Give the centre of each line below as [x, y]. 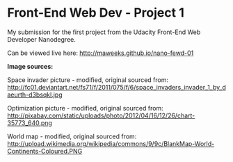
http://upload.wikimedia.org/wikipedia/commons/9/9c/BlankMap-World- [111, 143]
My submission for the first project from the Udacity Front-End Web [104, 32]
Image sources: [30, 66]
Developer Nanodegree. [42, 39]
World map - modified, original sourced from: [72, 136]
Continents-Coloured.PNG [45, 151]
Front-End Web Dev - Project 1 [96, 13]
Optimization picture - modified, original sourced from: [85, 108]
